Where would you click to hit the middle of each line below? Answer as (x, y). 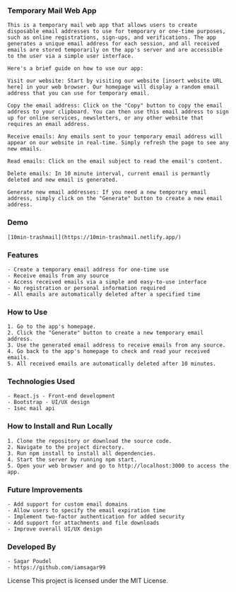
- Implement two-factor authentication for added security (96, 517)
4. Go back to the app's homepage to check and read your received (109, 352)
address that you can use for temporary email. (79, 93)
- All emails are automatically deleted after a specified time (104, 294)
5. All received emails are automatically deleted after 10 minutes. (112, 364)
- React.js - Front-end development (61, 396)
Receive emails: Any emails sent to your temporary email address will (115, 137)
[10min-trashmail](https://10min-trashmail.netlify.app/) (94, 237)
